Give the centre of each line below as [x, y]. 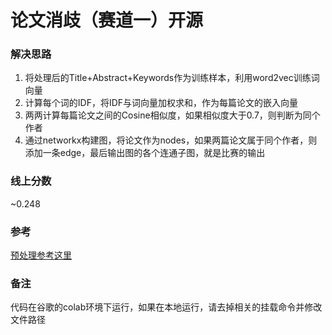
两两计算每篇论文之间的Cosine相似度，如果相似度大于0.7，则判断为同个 [172, 115]
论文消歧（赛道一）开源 [107, 20]
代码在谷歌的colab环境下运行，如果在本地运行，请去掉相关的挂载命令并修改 [166, 307]
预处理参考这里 [41, 255]
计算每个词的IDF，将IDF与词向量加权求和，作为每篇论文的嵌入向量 [161, 103]
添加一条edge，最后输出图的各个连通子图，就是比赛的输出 [145, 153]
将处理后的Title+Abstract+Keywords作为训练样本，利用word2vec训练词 [172, 78]
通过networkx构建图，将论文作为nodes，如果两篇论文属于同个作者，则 [171, 140]
